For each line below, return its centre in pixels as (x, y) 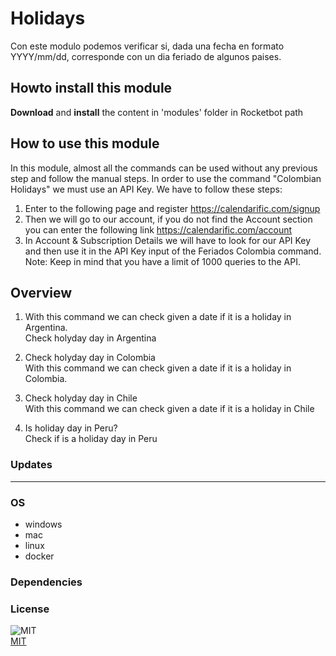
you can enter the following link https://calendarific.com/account (158, 229)
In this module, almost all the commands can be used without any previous (164, 168)
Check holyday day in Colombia (90, 358)
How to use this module (85, 143)
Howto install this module (91, 88)
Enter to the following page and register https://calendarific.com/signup (172, 208)
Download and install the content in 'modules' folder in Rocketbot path (157, 112)
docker (39, 556)
